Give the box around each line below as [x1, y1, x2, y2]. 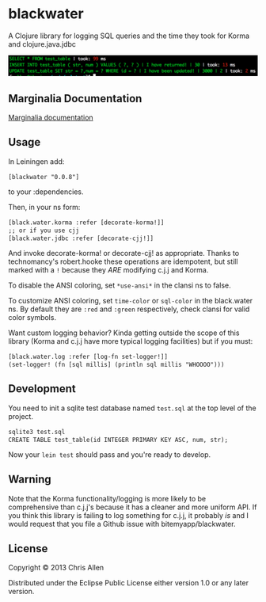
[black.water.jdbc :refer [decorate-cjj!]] [8, 234, 154, 242]
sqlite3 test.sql [8, 428, 66, 436]
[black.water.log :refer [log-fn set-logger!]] [8, 352, 169, 360]
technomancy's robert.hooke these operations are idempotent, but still [8, 257, 238, 266]
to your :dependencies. [8, 187, 85, 196]
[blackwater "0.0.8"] [8, 173, 80, 181]
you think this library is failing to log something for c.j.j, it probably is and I [8, 510, 249, 520]
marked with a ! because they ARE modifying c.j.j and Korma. [8, 265, 209, 274]
